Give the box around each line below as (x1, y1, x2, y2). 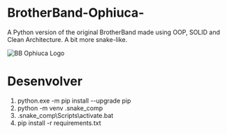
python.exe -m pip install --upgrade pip (17, 96, 131, 105)
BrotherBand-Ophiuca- (7, 5, 145, 21)
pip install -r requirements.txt (17, 119, 101, 127)
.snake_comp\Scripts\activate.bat (17, 111, 114, 119)
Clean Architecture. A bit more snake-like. (7, 35, 128, 43)
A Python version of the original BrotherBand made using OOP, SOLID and (7, 28, 221, 36)
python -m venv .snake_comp (17, 103, 103, 112)
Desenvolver (7, 73, 82, 89)
